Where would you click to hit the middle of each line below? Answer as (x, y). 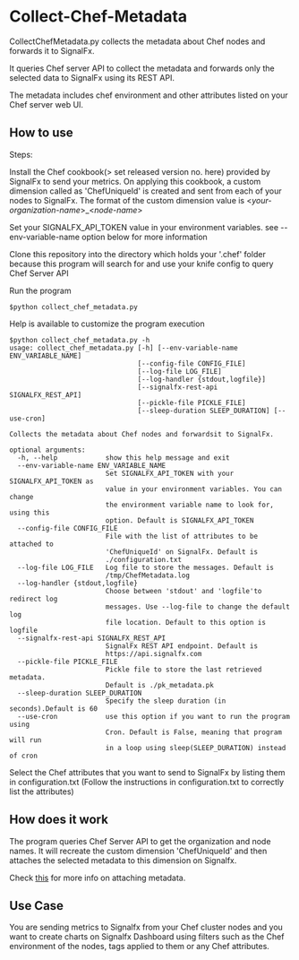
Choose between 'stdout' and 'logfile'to (184, 591)
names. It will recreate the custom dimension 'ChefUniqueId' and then (138, 851)
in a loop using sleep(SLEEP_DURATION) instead (196, 748)
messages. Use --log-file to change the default (198, 607)
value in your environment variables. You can (193, 489)
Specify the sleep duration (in (166, 701)
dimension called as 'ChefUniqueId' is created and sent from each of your (145, 191)
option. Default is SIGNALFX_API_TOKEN (179, 520)
